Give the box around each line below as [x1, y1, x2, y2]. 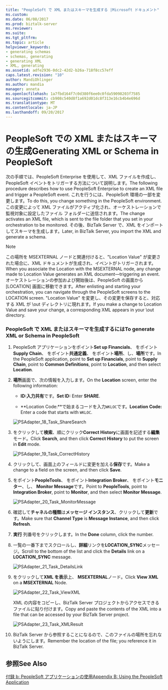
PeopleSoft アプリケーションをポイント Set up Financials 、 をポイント [12, 344, 158, 350]
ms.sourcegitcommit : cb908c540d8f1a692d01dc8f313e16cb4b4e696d [5, 96, 140, 101]
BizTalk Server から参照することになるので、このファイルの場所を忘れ [12, 632, 158, 638]
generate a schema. [5, 234, 47, 240]
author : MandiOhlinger [5, 77, 53, 82]
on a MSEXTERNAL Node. [12, 580, 67, 586]
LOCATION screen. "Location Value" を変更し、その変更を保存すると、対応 [5, 295, 160, 301]
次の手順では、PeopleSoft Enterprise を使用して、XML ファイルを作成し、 [5, 173, 159, 179]
